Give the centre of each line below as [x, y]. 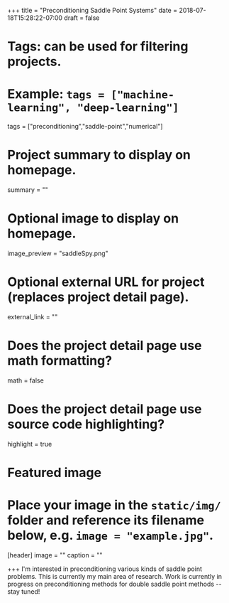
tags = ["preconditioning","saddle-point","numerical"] [85, 127]
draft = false [82, 18]
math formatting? [60, 361]
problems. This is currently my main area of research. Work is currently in [114, 576]
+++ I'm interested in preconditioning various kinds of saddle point [105, 569]
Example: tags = [56, 94]
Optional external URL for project [106, 282]
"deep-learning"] [128, 108]
